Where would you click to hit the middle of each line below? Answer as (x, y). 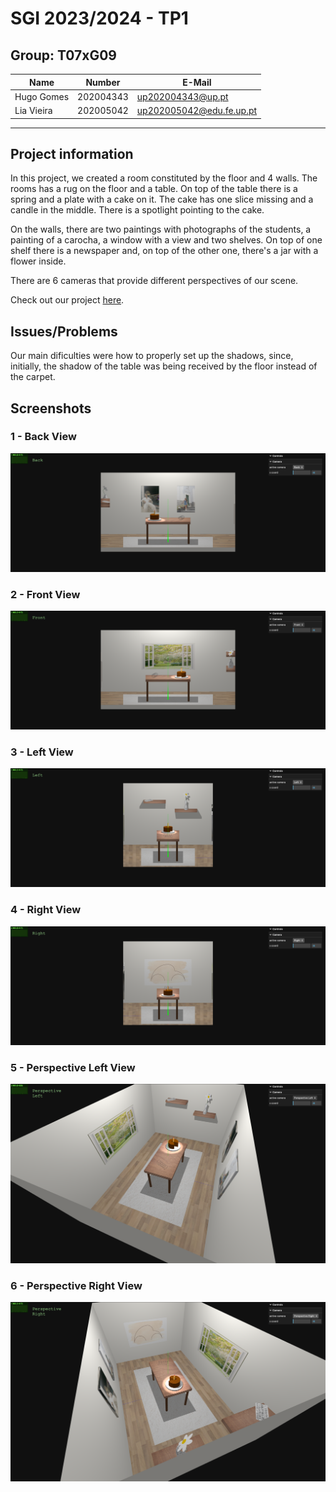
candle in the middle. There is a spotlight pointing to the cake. (137, 210)
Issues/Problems (64, 331)
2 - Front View (45, 594)
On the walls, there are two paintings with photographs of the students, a (161, 229)
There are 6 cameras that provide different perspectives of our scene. (154, 281)
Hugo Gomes (42, 96)
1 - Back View (43, 437)
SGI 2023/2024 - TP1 (99, 18)
